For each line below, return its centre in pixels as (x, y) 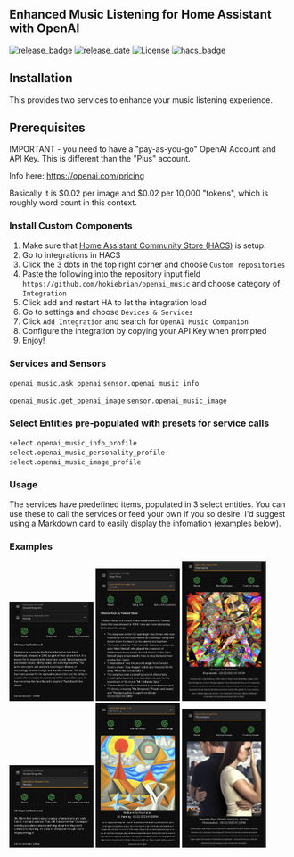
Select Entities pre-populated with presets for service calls (139, 423)
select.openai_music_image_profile (75, 462)
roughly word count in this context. (73, 203)
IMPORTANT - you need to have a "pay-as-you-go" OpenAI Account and (143, 149)
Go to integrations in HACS (71, 254)
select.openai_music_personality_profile (87, 453)
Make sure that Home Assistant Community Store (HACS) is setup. (144, 245)
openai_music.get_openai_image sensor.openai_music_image (118, 401)
